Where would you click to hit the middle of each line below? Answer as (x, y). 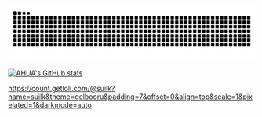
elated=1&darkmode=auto (50, 104)
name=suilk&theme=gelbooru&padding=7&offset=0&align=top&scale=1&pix (131, 97)
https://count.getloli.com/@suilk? (62, 88)
